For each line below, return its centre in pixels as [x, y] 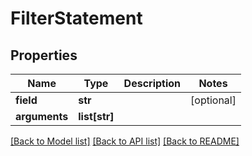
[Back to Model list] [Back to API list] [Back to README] [125, 141]
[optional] [213, 100]
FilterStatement [76, 18]
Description [152, 83]
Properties [44, 55]
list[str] [96, 116]
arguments [42, 116]
